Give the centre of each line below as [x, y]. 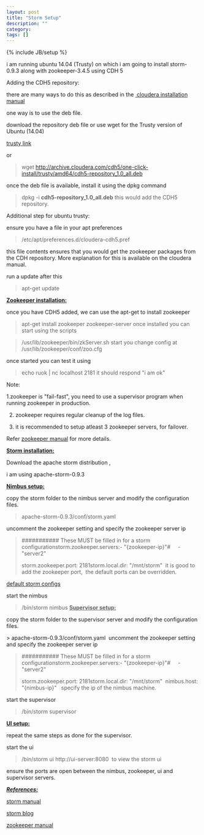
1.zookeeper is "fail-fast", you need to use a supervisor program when [95, 397]
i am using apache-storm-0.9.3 [46, 475]
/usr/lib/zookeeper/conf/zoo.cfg [62, 349]
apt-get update [40, 289]
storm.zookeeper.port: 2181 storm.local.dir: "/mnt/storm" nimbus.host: [109, 682]
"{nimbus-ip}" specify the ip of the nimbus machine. [89, 688]
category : [19, 29]
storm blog [20, 814]
